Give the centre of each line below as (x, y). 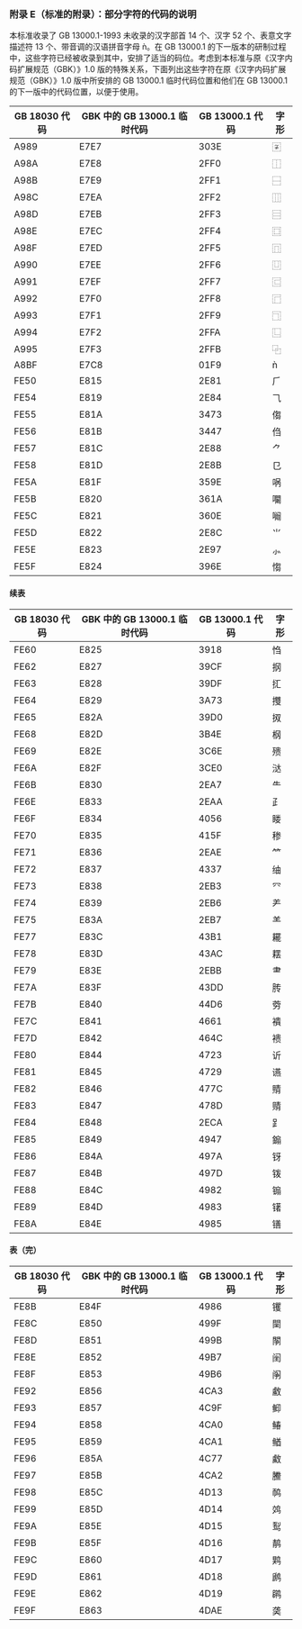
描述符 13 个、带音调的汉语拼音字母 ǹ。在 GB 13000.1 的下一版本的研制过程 (148, 47)
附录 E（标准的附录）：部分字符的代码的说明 (103, 14)
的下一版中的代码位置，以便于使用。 (76, 92)
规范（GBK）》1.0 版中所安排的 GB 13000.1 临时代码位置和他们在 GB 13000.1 (149, 81)
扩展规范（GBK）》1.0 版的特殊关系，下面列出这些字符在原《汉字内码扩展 (151, 69)
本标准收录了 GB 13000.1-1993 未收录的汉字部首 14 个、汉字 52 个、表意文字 (151, 36)
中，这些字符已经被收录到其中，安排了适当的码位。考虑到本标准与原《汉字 (147, 58)
